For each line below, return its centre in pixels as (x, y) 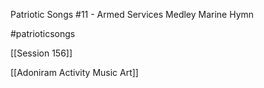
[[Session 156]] (41, 53)
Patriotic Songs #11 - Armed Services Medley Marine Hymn (132, 14)
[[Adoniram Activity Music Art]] (74, 72)
